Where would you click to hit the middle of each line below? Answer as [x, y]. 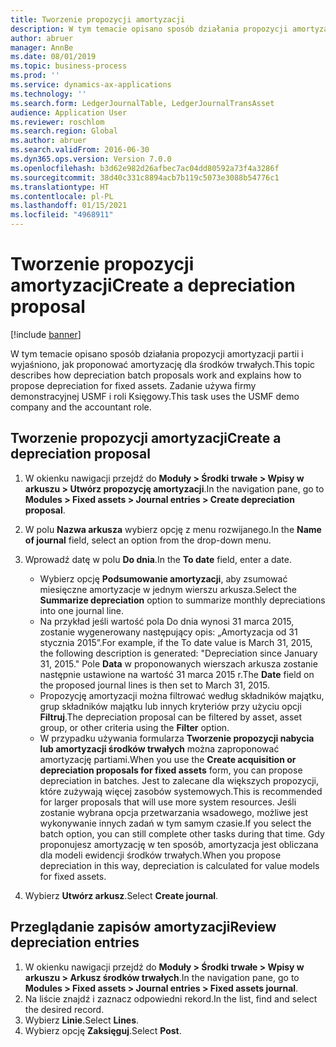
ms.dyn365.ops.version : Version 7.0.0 [91, 159]
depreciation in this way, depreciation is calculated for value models [179, 865]
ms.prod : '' [35, 76]
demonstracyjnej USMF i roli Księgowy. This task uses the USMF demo [155, 396]
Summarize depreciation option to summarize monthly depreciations [182, 600]
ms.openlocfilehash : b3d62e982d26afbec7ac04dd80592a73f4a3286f [145, 168]
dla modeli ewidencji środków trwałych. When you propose [160, 855]
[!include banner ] [46, 334]
